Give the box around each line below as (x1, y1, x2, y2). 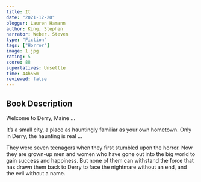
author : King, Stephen (6, 25, 63, 32)
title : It (6, 8, 31, 15)
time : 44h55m (6, 71, 39, 77)
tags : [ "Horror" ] (6, 43, 50, 49)
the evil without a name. (6, 169, 66, 177)
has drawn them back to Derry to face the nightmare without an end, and (6, 163, 187, 171)
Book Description (6, 98, 73, 108)
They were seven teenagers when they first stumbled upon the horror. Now (6, 144, 193, 151)
